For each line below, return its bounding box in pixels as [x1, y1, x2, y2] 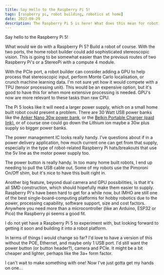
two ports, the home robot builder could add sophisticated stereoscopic [5, 49, 150, 55]
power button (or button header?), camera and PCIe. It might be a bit [5, 245, 143, 251]
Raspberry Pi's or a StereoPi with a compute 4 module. [5, 59, 116, 65]
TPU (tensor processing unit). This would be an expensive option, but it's [5, 84, 152, 91]
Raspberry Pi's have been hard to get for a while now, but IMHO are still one [5, 190, 158, 196]
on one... [5, 265, 23, 271]
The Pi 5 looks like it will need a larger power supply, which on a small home [5, 104, 158, 110]
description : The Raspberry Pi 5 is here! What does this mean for [5, 21, 145, 26]
